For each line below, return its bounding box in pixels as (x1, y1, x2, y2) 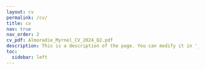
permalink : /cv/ (6, 15, 48, 21)
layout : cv (6, 9, 34, 15)
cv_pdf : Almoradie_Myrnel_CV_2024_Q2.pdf (6, 37, 113, 43)
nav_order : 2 (6, 32, 40, 38)
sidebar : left (12, 54, 48, 60)
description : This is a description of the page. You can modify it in (6, 43, 192, 49)
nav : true (6, 26, 32, 32)
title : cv (6, 20, 32, 26)
